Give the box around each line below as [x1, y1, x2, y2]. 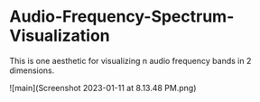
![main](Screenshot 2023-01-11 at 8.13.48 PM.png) [9, 82, 197, 93]
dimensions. [9, 65, 55, 76]
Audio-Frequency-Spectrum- [9, 6, 235, 27]
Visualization [9, 25, 110, 46]
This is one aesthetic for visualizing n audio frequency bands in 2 [9, 55, 252, 66]
